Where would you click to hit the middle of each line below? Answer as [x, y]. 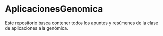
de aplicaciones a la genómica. [37, 28]
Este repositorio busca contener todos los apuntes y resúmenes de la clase [82, 23]
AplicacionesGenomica [54, 9]
